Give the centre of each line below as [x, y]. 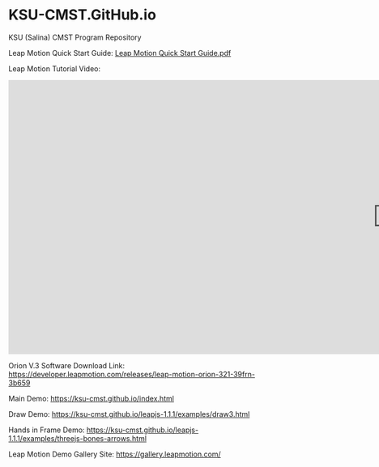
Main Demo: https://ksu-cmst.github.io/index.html [91, 398]
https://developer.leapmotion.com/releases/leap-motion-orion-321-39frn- [132, 374]
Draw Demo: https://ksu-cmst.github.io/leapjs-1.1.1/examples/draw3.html [129, 414]
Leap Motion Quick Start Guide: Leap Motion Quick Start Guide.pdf [120, 53]
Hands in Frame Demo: [47, 430]
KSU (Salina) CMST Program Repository [75, 37]
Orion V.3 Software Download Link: [67, 365]
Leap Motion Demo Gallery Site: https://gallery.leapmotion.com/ [115, 454]
